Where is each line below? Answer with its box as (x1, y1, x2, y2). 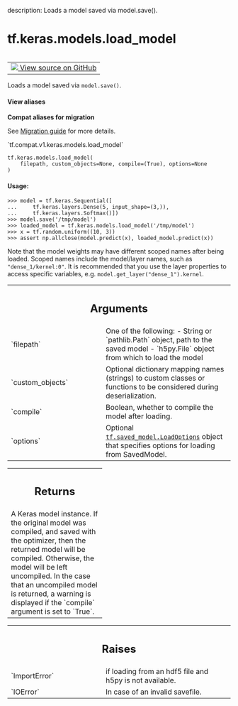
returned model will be (11, 545, 86, 555)
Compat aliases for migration (7, 113, 95, 121)
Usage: (7, 181, 30, 190)
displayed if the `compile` (11, 598, 96, 608)
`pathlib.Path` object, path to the (106, 335, 212, 344)
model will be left (11, 563, 68, 572)
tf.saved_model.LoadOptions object (106, 431, 223, 441)
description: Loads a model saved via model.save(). (7, 6, 158, 14)
